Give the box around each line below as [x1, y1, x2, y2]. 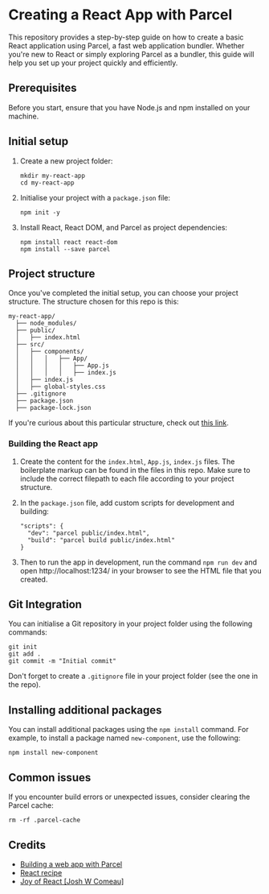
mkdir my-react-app [19, 172, 86, 180]
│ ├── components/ [15, 348, 84, 356]
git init [8, 643, 38, 652]
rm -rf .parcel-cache [8, 816, 81, 825]
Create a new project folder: [19, 155, 113, 166]
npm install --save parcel [19, 245, 111, 253]
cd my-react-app [19, 179, 75, 187]
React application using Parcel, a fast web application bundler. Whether [8, 40, 245, 50]
